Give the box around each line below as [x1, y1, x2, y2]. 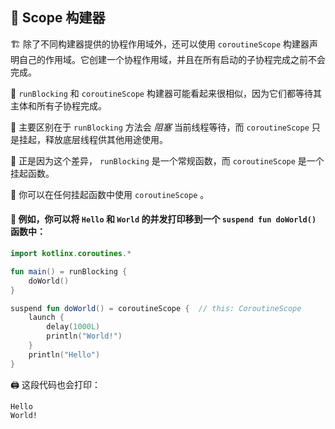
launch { [28, 313, 65, 323]
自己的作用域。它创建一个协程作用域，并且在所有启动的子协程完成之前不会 [18, 53, 326, 65]
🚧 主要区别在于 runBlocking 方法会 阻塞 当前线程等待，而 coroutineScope [10, 121, 310, 133]
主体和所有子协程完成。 [10, 99, 107, 112]
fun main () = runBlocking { [10, 266, 128, 277]
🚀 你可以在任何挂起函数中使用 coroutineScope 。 [10, 188, 210, 200]
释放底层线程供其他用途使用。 [44, 133, 168, 145]
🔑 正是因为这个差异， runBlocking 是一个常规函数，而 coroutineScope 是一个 [10, 154, 325, 167]
